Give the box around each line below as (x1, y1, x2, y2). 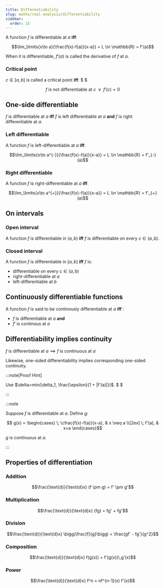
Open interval (5, 224, 39, 231)
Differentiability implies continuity (5, 335, 112, 343)
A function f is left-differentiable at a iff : (5, 142, 86, 148)
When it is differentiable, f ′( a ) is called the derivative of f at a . (5, 54, 129, 59)
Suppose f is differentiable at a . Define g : (5, 410, 89, 416)
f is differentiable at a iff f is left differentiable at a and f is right (5, 113, 133, 119)
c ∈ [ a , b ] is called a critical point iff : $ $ (5, 77, 88, 83)
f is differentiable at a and (12, 315, 65, 321)
